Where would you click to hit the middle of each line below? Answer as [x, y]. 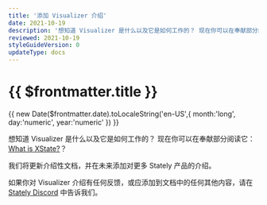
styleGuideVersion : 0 [44, 45]
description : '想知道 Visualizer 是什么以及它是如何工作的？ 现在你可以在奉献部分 [133, 30]
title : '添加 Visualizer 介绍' [58, 15]
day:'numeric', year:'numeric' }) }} [64, 122]
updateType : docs [37, 52]
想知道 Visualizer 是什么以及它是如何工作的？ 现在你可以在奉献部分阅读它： [132, 138]
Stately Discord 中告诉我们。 [55, 192]
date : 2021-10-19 [37, 23]
